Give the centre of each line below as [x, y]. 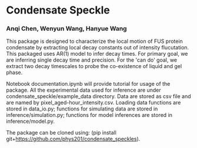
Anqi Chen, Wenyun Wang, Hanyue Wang [67, 29]
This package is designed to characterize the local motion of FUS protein [95, 41]
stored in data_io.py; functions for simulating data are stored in [82, 109]
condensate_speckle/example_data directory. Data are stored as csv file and [98, 96]
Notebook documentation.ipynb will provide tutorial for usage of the [88, 84]
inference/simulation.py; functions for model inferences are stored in [89, 115]
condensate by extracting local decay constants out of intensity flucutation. [98, 48]
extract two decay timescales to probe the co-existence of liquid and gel [94, 66]
